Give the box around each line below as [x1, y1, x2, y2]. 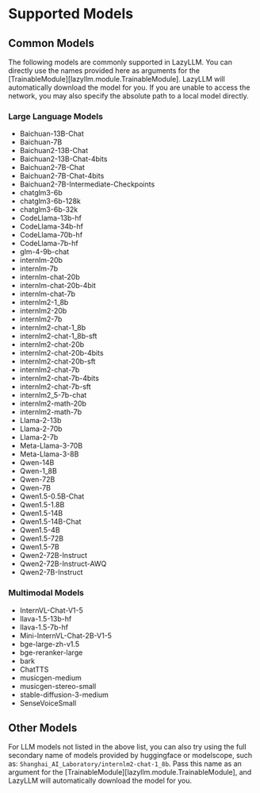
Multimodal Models [8, 587, 85, 599]
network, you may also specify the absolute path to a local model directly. [8, 91, 250, 100]
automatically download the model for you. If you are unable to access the [8, 83, 250, 92]
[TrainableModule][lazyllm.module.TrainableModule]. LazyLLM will [8, 75, 226, 83]
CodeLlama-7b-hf [19, 239, 78, 248]
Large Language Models [8, 110, 103, 121]
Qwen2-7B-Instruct [19, 568, 83, 577]
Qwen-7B [19, 483, 52, 493]
